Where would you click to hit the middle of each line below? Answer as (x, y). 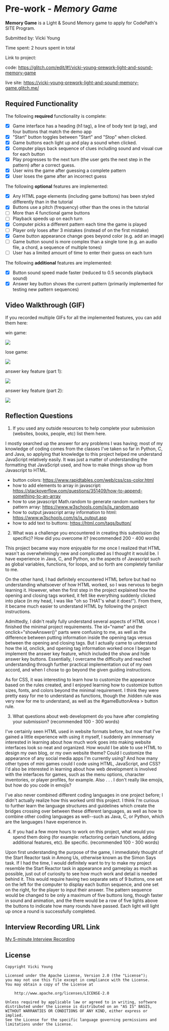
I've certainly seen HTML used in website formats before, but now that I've (83, 731)
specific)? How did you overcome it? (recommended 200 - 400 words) (86, 538)
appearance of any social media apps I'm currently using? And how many (81, 758)
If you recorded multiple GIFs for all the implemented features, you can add (83, 317)
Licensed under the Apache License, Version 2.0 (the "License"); (76, 976)
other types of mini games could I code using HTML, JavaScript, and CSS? (83, 763)
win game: (16, 332)
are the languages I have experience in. (46, 822)
